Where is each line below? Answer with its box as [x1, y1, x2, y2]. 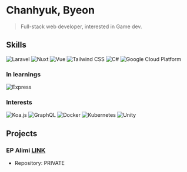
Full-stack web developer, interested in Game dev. [20, 23, 142, 30]
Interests [6, 98, 32, 106]
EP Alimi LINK [6, 146, 46, 154]
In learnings [6, 70, 41, 78]
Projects [6, 129, 38, 139]
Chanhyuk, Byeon [6, 4, 95, 17]
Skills [6, 40, 26, 50]
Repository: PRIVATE [14, 160, 65, 167]
